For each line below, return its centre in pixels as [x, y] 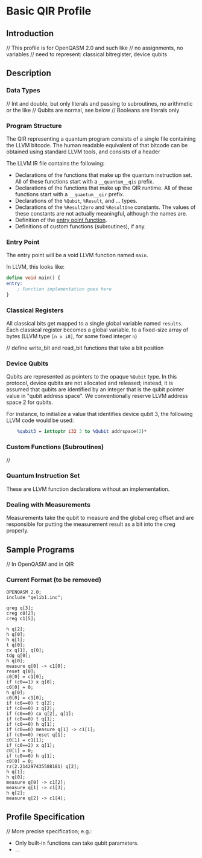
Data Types [23, 91]
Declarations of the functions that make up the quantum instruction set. [104, 175]
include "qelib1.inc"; [35, 598]
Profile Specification [46, 817]
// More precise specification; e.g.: [49, 831]
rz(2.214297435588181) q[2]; [43, 767]
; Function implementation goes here [65, 289]
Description [29, 73]
